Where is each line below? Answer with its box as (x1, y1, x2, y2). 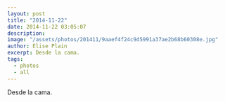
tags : (7, 56, 23, 63)
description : (7, 29, 46, 37)
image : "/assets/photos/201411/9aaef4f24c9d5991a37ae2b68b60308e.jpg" (7, 36, 219, 43)
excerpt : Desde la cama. (7, 50, 80, 57)
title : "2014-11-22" (7, 17, 68, 24)
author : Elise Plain (7, 43, 68, 50)
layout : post (7, 10, 46, 17)
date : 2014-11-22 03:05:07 (7, 23, 86, 30)
